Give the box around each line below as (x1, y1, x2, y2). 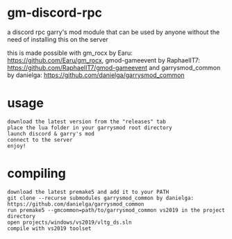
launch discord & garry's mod (7, 130, 95, 137)
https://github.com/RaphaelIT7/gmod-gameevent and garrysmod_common (7, 63, 221, 72)
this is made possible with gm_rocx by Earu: (7, 49, 133, 57)
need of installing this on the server (7, 35, 109, 43)
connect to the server (7, 136, 73, 143)
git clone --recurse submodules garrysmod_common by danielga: (7, 195, 194, 201)
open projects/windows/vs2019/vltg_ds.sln (7, 219, 132, 226)
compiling (7, 165, 66, 181)
